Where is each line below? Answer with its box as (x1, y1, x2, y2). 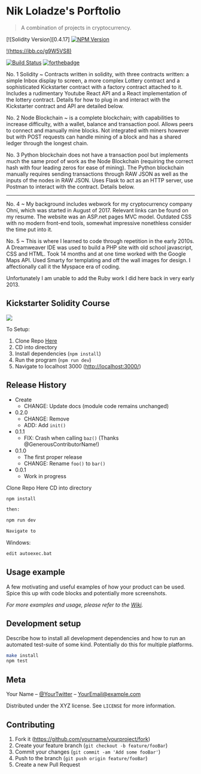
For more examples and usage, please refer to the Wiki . (6, 601, 144, 608)
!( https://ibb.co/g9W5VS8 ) (6, 47, 72, 55)
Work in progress (23, 472, 67, 479)
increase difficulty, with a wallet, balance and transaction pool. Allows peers (6, 120, 194, 127)
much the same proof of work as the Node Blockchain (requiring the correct (6, 157, 193, 164)
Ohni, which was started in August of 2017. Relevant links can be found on (6, 206, 188, 214)
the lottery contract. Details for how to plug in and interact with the (6, 96, 170, 103)
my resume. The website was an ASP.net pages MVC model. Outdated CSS (6, 213, 192, 220)
